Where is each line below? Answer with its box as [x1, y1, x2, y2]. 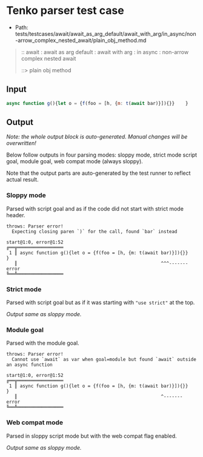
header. [6, 211, 25, 218]
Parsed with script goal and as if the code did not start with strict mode [6, 205, 184, 212]
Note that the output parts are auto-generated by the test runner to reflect [6, 169, 191, 177]
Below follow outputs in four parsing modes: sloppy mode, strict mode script [6, 151, 198, 158]
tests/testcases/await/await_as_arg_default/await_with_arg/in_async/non [15, 30, 196, 37]
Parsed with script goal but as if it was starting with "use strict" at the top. [6, 299, 195, 306]
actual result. [6, 176, 39, 183]
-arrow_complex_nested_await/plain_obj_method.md [15, 36, 147, 44]
